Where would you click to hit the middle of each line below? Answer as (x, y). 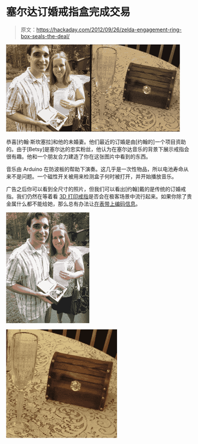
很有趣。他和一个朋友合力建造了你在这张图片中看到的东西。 (79, 156)
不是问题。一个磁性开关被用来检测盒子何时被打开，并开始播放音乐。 (94, 176)
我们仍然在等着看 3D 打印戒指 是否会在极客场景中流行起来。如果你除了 (102, 196)
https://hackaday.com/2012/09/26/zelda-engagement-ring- (109, 30)
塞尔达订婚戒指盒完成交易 (69, 12)
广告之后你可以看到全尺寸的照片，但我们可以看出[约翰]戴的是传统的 (88, 189)
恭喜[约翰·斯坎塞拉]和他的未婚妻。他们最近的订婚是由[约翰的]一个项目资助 (96, 142)
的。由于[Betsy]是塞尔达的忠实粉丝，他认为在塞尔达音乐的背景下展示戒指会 (98, 149)
